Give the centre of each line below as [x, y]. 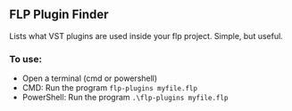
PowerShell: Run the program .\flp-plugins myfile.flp [125, 98]
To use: [26, 59]
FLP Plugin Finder [59, 15]
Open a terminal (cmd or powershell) [90, 78]
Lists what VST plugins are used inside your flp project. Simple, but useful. [146, 36]
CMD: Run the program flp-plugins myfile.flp [110, 88]
